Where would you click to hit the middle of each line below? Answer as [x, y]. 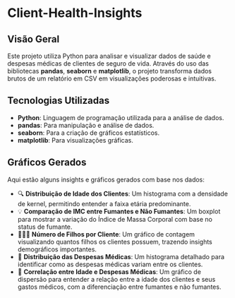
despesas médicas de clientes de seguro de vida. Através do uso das [108, 64]
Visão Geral [34, 39]
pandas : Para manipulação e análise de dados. [86, 125]
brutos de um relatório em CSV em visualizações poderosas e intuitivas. [112, 78]
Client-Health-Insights [75, 13]
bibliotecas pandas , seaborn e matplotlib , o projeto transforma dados [110, 71]
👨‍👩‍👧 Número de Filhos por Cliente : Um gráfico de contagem [106, 234]
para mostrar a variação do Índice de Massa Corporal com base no [115, 219]
